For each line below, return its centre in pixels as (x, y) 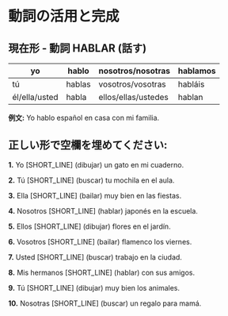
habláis (191, 84)
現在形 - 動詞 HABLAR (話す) (78, 48)
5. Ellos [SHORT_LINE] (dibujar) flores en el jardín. (90, 226)
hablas (78, 84)
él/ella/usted (35, 97)
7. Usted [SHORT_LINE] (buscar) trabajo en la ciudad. (95, 257)
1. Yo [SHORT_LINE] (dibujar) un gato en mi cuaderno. (96, 164)
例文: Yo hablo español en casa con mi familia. (84, 118)
